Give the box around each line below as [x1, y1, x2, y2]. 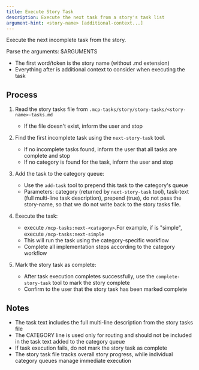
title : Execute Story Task [6, 8, 74, 15]
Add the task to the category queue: [14, 170, 105, 178]
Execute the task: [14, 212, 58, 219]
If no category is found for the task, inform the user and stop [23, 158, 174, 166]
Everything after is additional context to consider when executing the [14, 66, 185, 73]
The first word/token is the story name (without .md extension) [14, 59, 170, 67]
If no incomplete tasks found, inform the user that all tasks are [23, 146, 177, 153]
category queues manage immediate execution [14, 357, 132, 364]
